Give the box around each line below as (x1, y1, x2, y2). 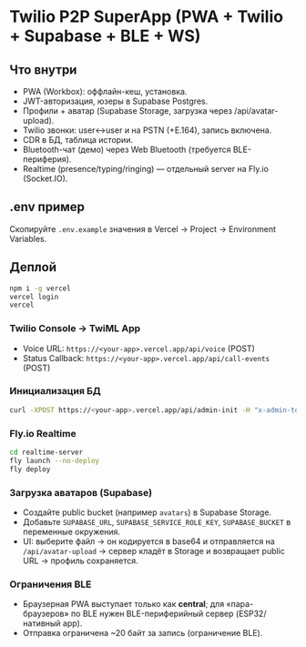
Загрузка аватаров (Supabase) (9, 486, 153, 499)
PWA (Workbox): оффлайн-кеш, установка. (22, 86, 188, 96)
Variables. (9, 233, 47, 244)
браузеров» (22, 608, 70, 620)
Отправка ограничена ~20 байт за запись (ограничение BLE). (22, 628, 263, 639)
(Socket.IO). (22, 173, 68, 184)
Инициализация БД (9, 385, 102, 398)
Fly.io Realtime (9, 427, 76, 440)
